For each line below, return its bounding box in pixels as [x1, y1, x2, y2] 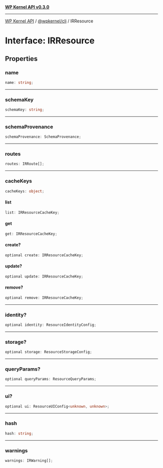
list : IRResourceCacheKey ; [5, 210, 60, 215]
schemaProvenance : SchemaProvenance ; [5, 134, 81, 139]
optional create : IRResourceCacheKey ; [5, 253, 83, 258]
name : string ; [5, 80, 34, 85]
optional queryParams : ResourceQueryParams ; [5, 377, 97, 382]
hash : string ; [5, 431, 34, 436]
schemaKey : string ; [5, 107, 45, 112]
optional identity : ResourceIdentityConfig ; [5, 322, 97, 328]
